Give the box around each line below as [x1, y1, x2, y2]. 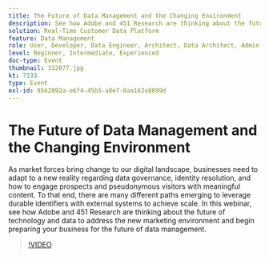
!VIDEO [27, 240, 52, 250]
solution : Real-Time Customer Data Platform [8, 27, 159, 35]
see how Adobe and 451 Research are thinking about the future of [8, 207, 226, 217]
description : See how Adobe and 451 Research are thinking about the [8, 19, 246, 27]
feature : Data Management [8, 34, 94, 43]
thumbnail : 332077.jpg [8, 64, 84, 72]
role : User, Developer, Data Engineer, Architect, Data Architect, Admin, [8, 42, 263, 50]
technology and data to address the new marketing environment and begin [8, 216, 255, 226]
